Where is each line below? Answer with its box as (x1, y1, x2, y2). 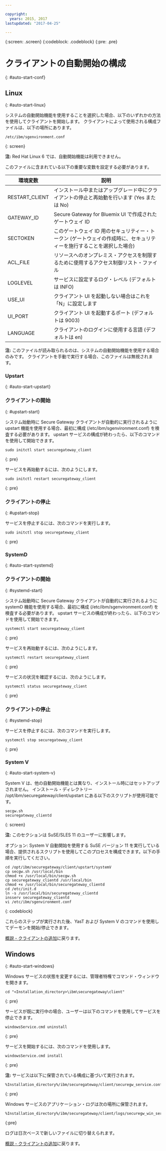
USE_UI (7, 296, 25, 303)
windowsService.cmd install (5, 1053, 63, 1059)
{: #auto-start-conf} (5, 74, 46, 80)
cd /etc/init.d (5, 886, 37, 891)
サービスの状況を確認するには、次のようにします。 (5, 674, 109, 680)
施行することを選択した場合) (68, 243, 135, 250)
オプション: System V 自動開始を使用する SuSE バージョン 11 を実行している (5, 842, 160, 849)
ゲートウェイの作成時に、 (72, 235, 131, 242)
